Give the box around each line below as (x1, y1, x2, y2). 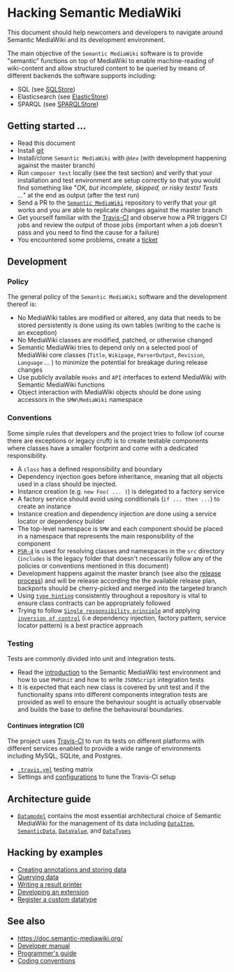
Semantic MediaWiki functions (17, 380, 105, 389)
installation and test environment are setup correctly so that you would (17, 176, 221, 184)
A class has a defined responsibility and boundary (17, 464, 163, 473)
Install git (17, 146, 44, 155)
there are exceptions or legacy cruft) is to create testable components (7, 436, 208, 445)
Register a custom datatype (17, 895, 97, 903)
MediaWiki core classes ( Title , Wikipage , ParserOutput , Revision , (17, 351, 205, 359)
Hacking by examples (7, 847, 103, 859)
